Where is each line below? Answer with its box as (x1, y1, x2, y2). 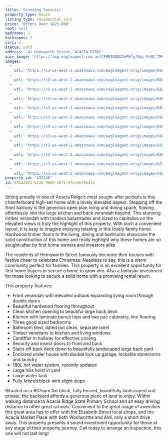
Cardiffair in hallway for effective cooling (12, 335, 96, 341)
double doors (12, 298, 40, 304)
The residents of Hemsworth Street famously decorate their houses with (5, 252, 154, 258)
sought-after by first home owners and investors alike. (5, 242, 117, 248)
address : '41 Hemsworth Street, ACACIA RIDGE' (5, 49, 104, 54)
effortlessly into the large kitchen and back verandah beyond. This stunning (5, 210, 161, 216)
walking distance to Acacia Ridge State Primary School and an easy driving (5, 398, 160, 404)
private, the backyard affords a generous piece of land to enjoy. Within (5, 393, 151, 399)
